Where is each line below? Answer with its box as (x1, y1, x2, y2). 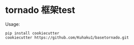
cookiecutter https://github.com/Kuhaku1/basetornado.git (5, 35, 129, 40)
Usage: (5, 21, 20, 27)
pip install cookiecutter (5, 31, 59, 36)
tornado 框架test (5, 4, 75, 16)
